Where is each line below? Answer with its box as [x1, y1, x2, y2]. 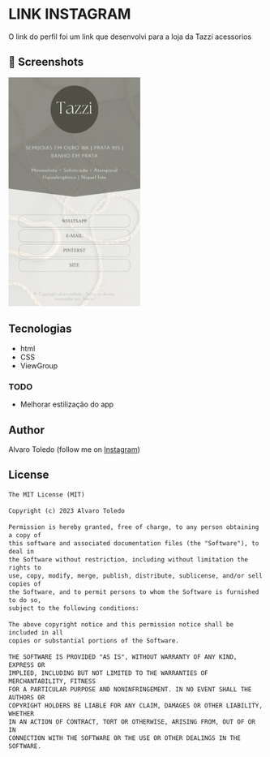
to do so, [8, 596, 42, 604]
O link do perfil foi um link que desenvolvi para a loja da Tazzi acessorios [8, 32, 252, 41]
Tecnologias [8, 322, 72, 336]
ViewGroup [19, 360, 58, 370]
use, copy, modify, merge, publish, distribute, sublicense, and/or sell [8, 571, 264, 580]
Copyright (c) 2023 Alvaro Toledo [8, 506, 126, 515]
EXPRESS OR [8, 660, 45, 669]
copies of [8, 579, 42, 588]
